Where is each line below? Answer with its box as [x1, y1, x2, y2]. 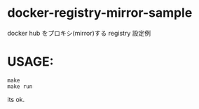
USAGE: [7, 54, 54, 70]
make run [7, 82, 33, 90]
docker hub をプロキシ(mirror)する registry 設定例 [7, 29, 151, 37]
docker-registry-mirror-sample [7, 5, 193, 21]
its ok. [7, 95, 25, 103]
